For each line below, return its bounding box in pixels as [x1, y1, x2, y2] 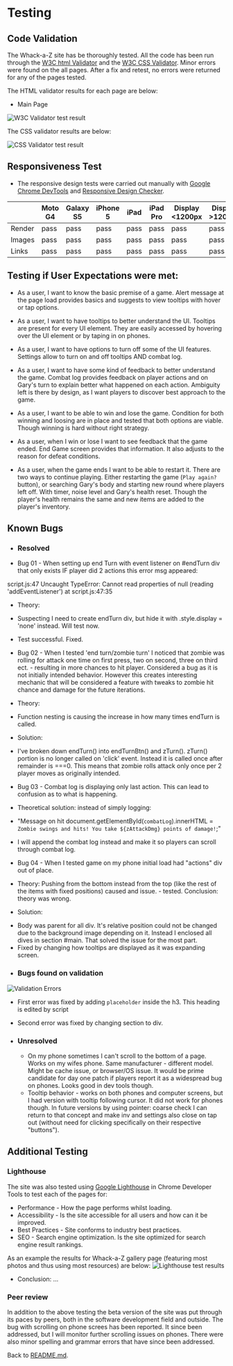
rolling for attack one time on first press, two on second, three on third [17, 656, 218, 665]
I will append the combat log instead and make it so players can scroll [17, 838, 216, 846]
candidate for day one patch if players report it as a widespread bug [27, 1074, 223, 1082]
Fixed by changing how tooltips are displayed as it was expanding [17, 944, 206, 952]
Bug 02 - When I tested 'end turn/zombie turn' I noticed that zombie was [17, 649, 225, 657]
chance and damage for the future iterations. [17, 685, 146, 694]
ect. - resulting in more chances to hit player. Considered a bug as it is [17, 663, 218, 672]
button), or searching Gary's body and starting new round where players [17, 480, 225, 489]
